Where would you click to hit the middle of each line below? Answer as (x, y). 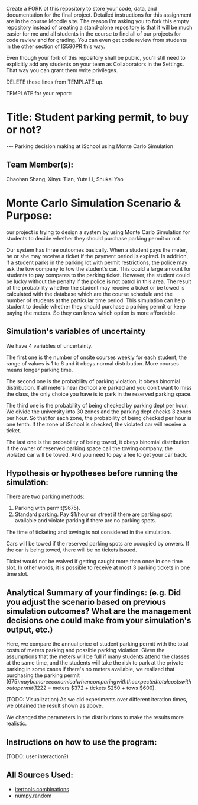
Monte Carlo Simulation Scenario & (94, 203)
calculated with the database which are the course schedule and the (90, 294)
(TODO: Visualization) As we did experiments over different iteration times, (97, 700)
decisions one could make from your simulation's (99, 620)
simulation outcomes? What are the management (99, 611)
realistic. (17, 724)
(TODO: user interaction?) (38, 756)
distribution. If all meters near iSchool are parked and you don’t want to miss (99, 387)
